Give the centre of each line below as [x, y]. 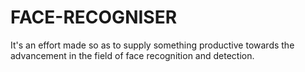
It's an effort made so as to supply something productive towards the [152, 45]
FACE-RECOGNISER [94, 17]
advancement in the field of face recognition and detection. [132, 55]
